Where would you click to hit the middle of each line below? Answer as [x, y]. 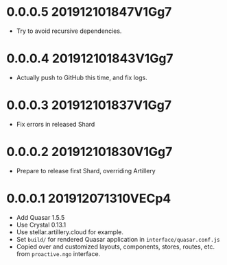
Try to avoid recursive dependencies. [69, 31]
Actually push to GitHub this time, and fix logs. [82, 77]
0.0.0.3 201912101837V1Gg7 [89, 105]
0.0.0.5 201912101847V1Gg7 [89, 12]
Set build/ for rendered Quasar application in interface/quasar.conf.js [118, 239]
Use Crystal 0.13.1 [41, 225]
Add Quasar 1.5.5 [40, 217]
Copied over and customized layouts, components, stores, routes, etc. [116, 247]
